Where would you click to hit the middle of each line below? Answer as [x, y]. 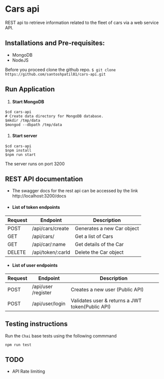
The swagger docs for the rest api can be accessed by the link [75, 191]
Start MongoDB [28, 102]
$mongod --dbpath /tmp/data [34, 125]
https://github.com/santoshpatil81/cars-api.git [55, 74]
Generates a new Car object [107, 228]
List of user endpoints [35, 266]
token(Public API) [91, 307]
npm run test [18, 345]
